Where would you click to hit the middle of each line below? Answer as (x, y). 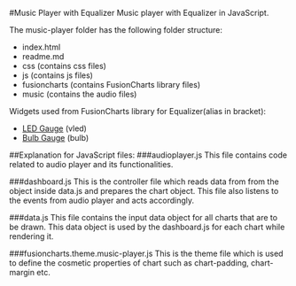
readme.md (43, 56)
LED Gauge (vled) (54, 128)
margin (22, 272)
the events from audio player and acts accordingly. (102, 200)
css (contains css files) (64, 66)
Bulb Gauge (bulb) (55, 138)
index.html (41, 47)
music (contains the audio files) (79, 94)
